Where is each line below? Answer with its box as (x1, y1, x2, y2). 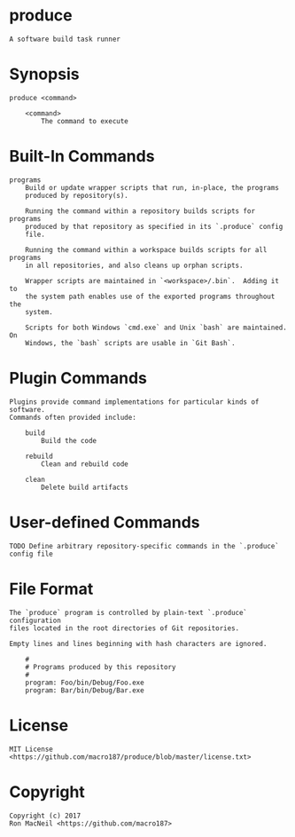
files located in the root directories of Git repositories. (9, 623, 240, 633)
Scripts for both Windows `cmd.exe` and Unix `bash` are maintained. (25, 323, 288, 332)
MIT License (9, 745, 53, 754)
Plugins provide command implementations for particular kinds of (9, 397, 260, 407)
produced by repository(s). (25, 191, 128, 200)
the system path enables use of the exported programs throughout (25, 292, 276, 301)
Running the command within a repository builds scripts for (25, 206, 255, 216)
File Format (9, 579, 94, 599)
